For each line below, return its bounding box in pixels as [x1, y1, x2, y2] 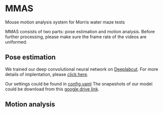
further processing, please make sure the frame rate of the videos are [5, 34, 147, 40]
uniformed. [5, 39, 28, 45]
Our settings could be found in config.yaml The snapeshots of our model [5, 81, 153, 87]
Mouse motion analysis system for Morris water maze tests [5, 19, 125, 25]
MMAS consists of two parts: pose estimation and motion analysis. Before [5, 28, 155, 34]
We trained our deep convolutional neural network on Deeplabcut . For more [5, 66, 159, 72]
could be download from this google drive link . [5, 86, 99, 92]
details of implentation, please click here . [5, 71, 89, 77]
